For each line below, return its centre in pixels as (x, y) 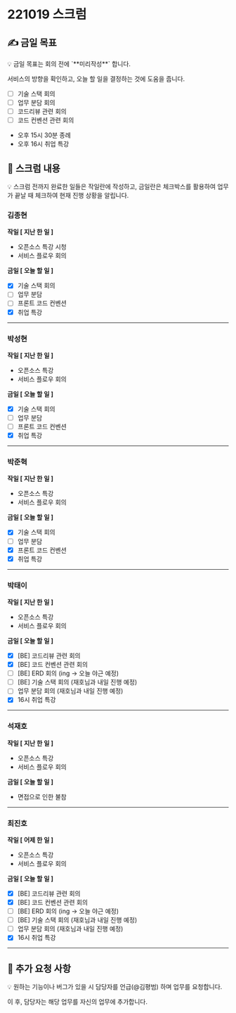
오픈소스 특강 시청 (42, 247)
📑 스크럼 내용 (34, 168)
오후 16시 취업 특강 (43, 144)
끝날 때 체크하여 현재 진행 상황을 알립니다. (72, 196)
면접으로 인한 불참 (42, 796)
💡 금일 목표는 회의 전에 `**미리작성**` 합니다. (69, 64)
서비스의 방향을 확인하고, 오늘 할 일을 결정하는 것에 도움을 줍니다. (96, 79)
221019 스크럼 (47, 14)
